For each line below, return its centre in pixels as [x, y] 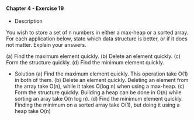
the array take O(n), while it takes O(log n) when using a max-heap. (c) [99, 86]
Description [28, 21]
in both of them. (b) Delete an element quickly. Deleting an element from [101, 80]
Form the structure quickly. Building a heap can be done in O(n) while [98, 92]
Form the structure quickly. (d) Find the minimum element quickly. [85, 63]
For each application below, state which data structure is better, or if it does [97, 39]
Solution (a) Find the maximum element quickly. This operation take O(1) [101, 74]
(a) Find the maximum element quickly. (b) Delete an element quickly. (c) [93, 56]
